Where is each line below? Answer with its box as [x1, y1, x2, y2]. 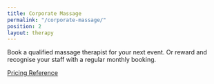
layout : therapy [7, 29, 54, 36]
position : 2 [7, 23, 41, 30]
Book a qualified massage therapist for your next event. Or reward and [7, 48, 207, 56]
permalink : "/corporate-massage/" [7, 17, 107, 23]
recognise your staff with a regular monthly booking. [7, 56, 157, 64]
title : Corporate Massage [7, 10, 81, 17]
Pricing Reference [7, 69, 59, 77]
